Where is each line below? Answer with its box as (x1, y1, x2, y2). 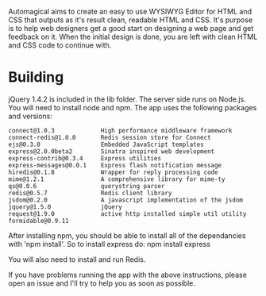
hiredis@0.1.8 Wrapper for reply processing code (8, 168, 218, 176)
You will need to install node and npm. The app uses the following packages (8, 102, 257, 112)
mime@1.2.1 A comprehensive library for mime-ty (8, 175, 226, 183)
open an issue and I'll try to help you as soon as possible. (8, 278, 196, 288)
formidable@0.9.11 (8, 217, 69, 225)
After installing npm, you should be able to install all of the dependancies (8, 230, 246, 240)
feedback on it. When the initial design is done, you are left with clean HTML (8, 32, 258, 41)
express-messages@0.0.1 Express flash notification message (8, 161, 222, 169)
